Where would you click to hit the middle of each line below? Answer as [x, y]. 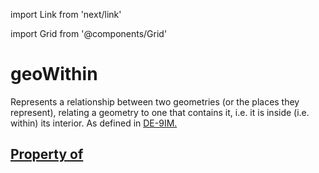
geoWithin [54, 74]
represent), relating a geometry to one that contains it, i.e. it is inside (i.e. [160, 112]
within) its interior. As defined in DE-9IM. [94, 123]
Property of [47, 154]
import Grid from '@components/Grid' [89, 33]
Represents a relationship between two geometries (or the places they [155, 101]
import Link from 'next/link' [66, 14]
